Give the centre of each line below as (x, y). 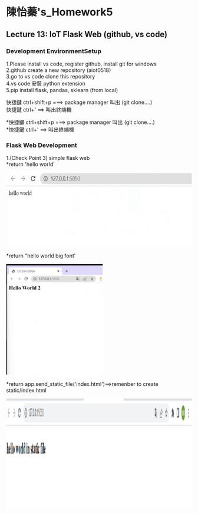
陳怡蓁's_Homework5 (60, 12)
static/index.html (27, 391)
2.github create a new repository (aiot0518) (59, 70)
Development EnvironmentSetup (54, 51)
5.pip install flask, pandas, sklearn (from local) (62, 90)
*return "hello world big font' (41, 256)
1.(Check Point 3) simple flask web (48, 158)
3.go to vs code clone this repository (51, 76)
